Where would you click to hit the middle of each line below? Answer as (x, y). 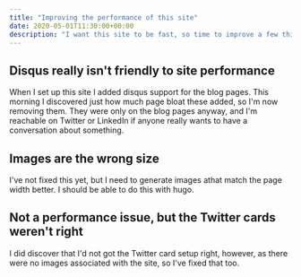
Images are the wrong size (84, 158)
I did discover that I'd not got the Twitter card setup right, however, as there (149, 253)
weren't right (46, 232)
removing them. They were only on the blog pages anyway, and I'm (133, 111)
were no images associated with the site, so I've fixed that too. (125, 263)
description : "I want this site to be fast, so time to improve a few (144, 34)
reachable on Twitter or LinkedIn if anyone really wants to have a (129, 121)
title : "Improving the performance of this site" (104, 17)
